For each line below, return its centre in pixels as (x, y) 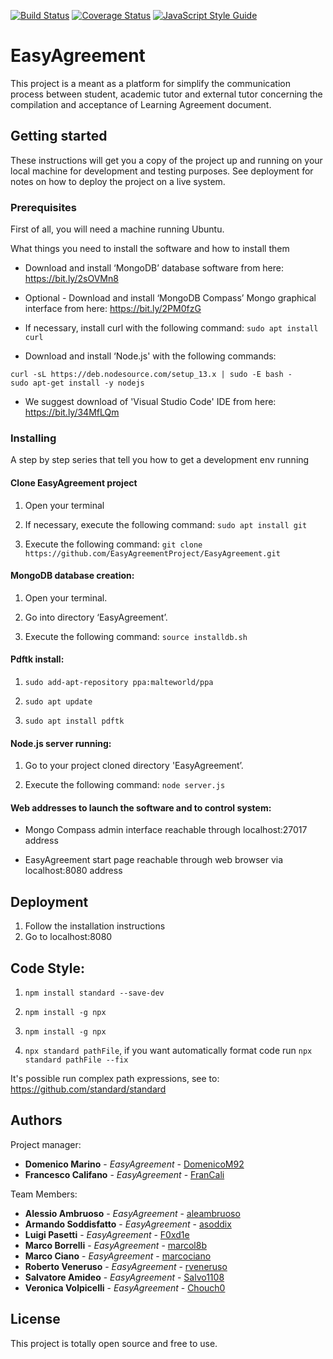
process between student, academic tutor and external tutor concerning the (166, 94)
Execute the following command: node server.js (125, 785)
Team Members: (44, 1194)
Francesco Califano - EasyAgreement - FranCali (124, 1174)
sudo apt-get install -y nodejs (77, 383)
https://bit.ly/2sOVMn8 (71, 279)
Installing (33, 438)
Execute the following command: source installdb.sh (136, 636)
